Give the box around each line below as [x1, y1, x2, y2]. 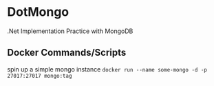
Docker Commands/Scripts [7, 47, 127, 58]
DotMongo [7, 4, 69, 20]
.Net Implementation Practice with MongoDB [7, 27, 133, 35]
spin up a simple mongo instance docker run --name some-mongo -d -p [7, 65, 208, 73]
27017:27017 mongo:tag [7, 72, 72, 79]
